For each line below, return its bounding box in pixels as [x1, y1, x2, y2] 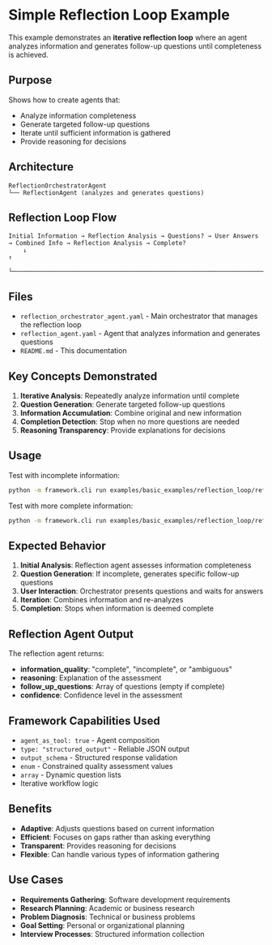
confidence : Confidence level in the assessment [19, 690, 183, 700]
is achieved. [8, 50, 49, 59]
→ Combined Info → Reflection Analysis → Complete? [8, 239, 186, 248]
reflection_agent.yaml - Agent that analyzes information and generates [19, 329, 261, 339]
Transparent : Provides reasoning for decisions [19, 840, 176, 850]
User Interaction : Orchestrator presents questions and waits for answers [19, 586, 264, 596]
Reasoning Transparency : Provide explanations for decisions [19, 425, 226, 435]
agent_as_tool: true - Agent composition [19, 736, 160, 744]
